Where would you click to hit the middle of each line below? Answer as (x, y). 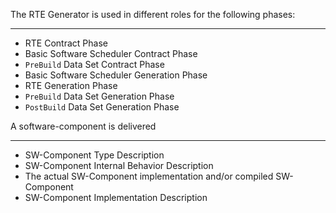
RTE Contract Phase (66, 43)
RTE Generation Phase (71, 85)
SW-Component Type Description (94, 155)
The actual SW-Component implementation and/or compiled (149, 176)
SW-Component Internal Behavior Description (119, 165)
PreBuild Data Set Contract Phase (94, 64)
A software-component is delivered (83, 126)
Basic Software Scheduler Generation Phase (116, 75)
